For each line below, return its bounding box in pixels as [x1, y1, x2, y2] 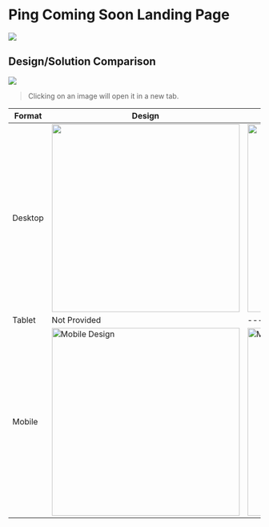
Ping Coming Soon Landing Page [8, 6, 230, 24]
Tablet [12, 314, 36, 325]
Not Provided [51, 314, 102, 325]
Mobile [12, 416, 38, 428]
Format [14, 110, 42, 121]
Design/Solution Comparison [8, 54, 156, 69]
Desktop [12, 212, 44, 223]
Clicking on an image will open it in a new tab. [27, 91, 179, 101]
